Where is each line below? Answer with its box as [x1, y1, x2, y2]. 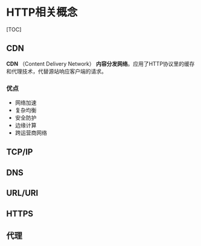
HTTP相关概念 [6, 5, 78, 19]
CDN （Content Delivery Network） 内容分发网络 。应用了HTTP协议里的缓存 [6, 60, 195, 67]
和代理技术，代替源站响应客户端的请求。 [6, 68, 107, 75]
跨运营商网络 [14, 129, 47, 136]
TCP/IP [6, 147, 33, 157]
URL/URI [6, 188, 39, 198]
